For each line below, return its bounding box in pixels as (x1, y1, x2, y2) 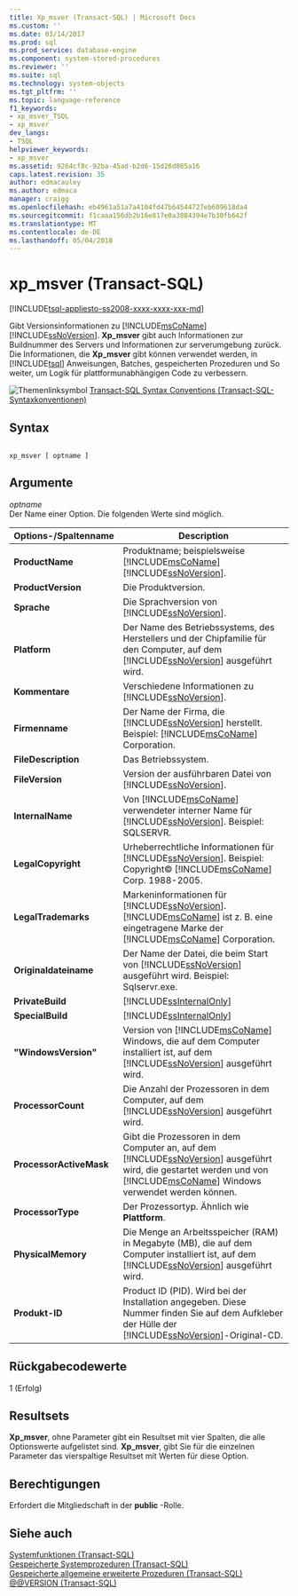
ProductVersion (13, 581, 82, 593)
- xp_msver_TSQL (9, 112, 69, 121)
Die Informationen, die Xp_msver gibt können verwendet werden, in (9, 349, 258, 359)
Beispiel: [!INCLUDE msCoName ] (122, 727, 259, 739)
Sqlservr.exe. (122, 980, 178, 992)
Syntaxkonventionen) (9, 394, 87, 405)
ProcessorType (13, 1205, 80, 1218)
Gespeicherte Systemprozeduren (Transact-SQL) (9, 1559, 189, 1569)
